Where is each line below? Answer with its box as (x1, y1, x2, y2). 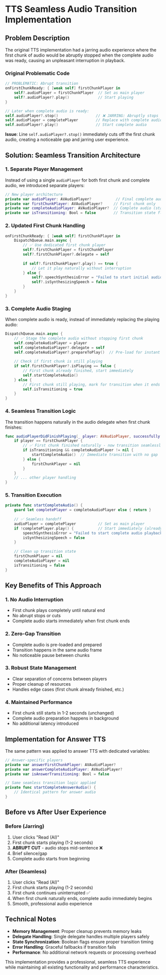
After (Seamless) (5, 868, 47, 875)
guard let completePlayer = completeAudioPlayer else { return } (14, 508, 152, 513)
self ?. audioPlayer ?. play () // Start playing (14, 95, 134, 100)
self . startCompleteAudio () (23, 373, 79, 378)
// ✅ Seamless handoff (14, 517, 62, 522)
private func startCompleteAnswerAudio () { (5, 785, 96, 790)
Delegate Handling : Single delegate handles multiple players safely (12, 933, 150, 939)
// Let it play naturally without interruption (31, 265, 132, 271)
